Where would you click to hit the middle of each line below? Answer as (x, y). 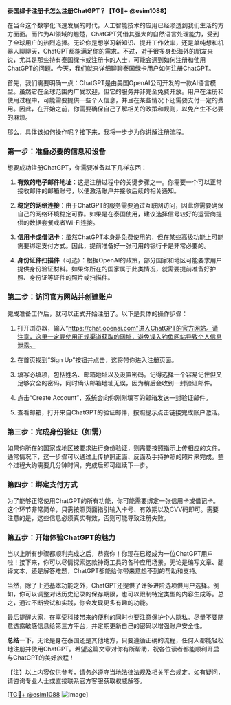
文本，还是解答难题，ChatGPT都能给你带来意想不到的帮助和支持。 (107, 571)
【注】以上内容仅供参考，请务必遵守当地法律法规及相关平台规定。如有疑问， (115, 672)
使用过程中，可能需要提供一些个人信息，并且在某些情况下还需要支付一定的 (112, 100)
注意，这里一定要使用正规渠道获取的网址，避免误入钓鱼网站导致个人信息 (119, 337)
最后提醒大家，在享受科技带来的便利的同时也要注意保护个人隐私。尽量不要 (112, 617)
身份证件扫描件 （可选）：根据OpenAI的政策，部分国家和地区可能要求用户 (119, 260)
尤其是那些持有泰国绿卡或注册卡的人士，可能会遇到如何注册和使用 (112, 60)
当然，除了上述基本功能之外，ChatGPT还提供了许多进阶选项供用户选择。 (110, 585)
